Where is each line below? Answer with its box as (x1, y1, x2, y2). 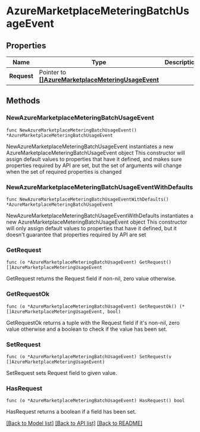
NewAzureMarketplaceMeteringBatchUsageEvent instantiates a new (6, 143, 174, 150)
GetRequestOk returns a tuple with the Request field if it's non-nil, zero (6, 319, 180, 326)
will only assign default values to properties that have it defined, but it (6, 224, 177, 231)
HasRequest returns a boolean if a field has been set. (6, 408, 137, 415)
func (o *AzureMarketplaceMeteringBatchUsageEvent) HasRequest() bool (6, 397, 185, 404)
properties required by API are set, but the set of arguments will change (6, 162, 182, 169)
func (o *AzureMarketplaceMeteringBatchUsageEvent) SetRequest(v (6, 353, 171, 359)
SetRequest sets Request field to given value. (6, 369, 117, 376)
